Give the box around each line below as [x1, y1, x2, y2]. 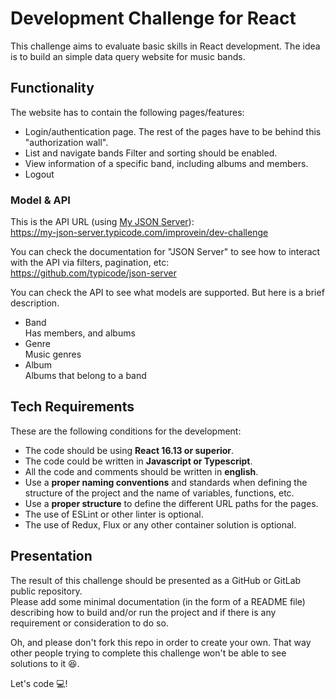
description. [10, 297, 60, 309]
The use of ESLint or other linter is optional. [24, 508, 204, 520]
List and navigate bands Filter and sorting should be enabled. [24, 147, 278, 159]
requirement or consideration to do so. [10, 617, 169, 629]
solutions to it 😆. [10, 657, 80, 669]
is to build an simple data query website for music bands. [10, 50, 246, 62]
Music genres [24, 348, 82, 361]
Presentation [10, 548, 93, 565]
